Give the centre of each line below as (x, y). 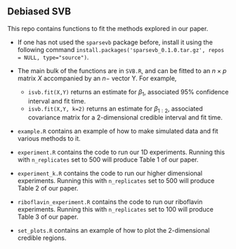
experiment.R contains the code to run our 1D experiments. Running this (121, 152)
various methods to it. (49, 139)
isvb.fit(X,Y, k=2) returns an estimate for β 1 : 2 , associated (115, 109)
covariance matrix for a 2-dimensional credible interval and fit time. (125, 117)
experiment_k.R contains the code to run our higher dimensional (110, 173)
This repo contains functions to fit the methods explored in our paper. (108, 28)
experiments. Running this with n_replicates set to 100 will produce (116, 210)
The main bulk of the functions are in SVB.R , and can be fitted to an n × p (122, 70)
